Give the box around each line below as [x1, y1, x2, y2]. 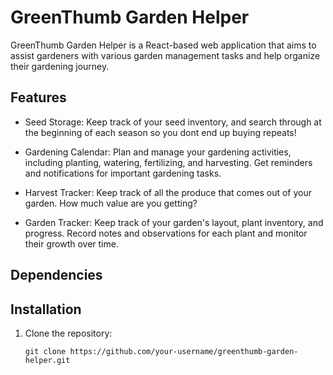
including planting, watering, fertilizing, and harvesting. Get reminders [24, 156, 313, 168]
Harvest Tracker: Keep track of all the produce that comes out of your [24, 186, 313, 198]
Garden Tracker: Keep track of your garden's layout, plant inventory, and [24, 216, 324, 228]
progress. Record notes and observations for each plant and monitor [24, 227, 308, 239]
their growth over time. [24, 237, 119, 250]
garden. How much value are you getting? [24, 197, 198, 209]
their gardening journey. [10, 60, 110, 72]
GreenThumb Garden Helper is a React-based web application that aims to [10, 39, 317, 51]
